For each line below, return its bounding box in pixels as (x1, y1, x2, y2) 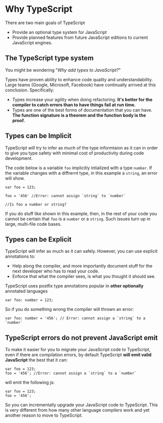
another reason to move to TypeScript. (5, 412, 83, 419)
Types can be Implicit (5, 132, 72, 140)
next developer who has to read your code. (12, 268, 99, 274)
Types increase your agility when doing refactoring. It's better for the (12, 96, 153, 102)
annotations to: (5, 253, 36, 259)
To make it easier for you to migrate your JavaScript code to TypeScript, (5, 347, 151, 353)
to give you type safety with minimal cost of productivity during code (5, 150, 144, 156)
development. (5, 155, 33, 161)
